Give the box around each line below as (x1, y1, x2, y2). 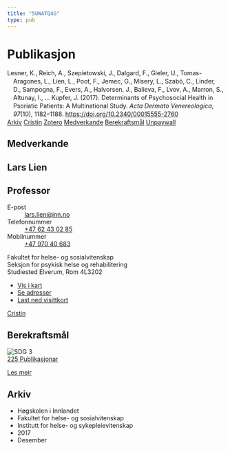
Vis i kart (17, 281, 43, 290)
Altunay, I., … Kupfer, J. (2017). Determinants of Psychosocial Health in (13, 94, 213, 102)
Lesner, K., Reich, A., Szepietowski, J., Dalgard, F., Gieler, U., (7, 69, 179, 77)
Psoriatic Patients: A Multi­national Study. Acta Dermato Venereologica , (13, 101, 214, 110)
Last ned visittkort (17, 296, 69, 304)
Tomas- (180, 69, 202, 77)
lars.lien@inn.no (24, 211, 70, 219)
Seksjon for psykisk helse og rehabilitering (7, 260, 128, 269)
